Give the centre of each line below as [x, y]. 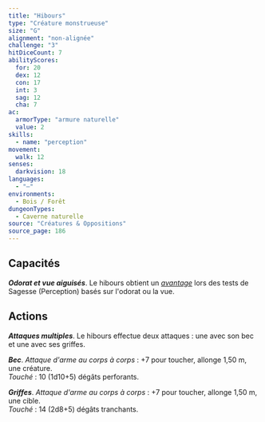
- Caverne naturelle [49, 217]
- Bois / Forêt [41, 201]
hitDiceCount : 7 [35, 53]
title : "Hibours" [37, 16]
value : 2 [30, 127]
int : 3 [26, 90]
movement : [25, 149]
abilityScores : [34, 61]
